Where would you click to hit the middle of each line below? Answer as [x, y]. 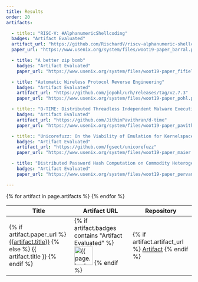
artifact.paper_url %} [38, 234]
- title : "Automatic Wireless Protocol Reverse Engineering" [88, 82]
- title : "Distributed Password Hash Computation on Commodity [90, 163]
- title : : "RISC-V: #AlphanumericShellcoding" [70, 33]
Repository [161, 211]
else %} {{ [23, 249]
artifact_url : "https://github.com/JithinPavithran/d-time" [92, 120]
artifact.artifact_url [158, 241]
